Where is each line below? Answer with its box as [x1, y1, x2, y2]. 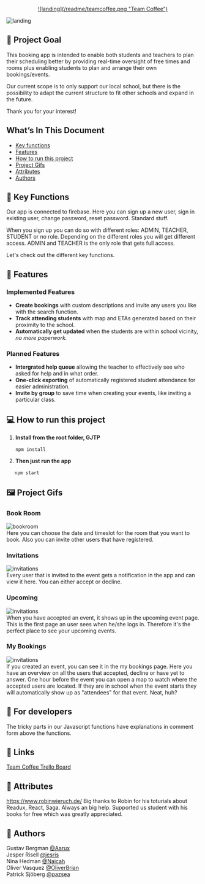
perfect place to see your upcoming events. [6, 627, 116, 634]
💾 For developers [6, 707, 72, 717]
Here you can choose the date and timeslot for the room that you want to [6, 529, 190, 536]
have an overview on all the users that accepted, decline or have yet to [6, 669, 185, 677]
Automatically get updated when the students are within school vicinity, [15, 328, 199, 335]
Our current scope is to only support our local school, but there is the [6, 82, 181, 90]
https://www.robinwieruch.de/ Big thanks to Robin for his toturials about [6, 798, 188, 805]
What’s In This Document [6, 125, 105, 136]
